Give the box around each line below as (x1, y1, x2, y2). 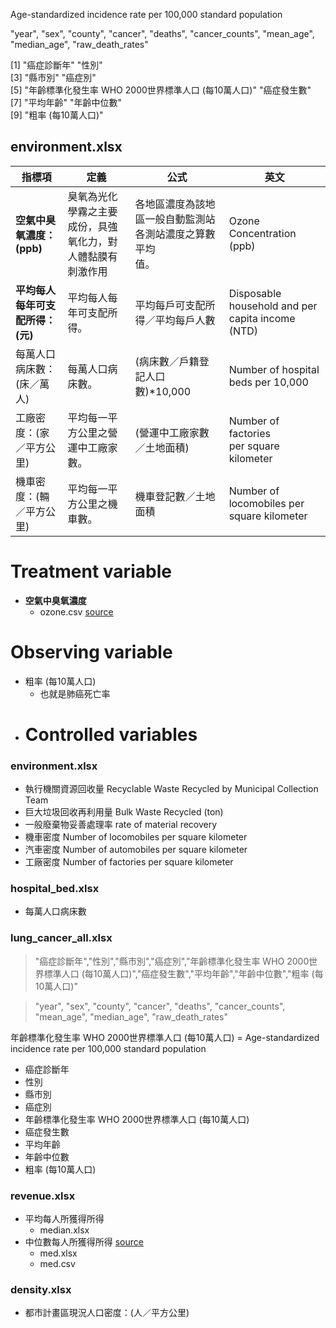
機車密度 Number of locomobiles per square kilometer (24, 831, 248, 843)
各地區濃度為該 (134, 197, 206, 211)
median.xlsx (39, 1224, 90, 1236)
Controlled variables (24, 723, 198, 746)
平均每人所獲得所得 (24, 1213, 105, 1225)
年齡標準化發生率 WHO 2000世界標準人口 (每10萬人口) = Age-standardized (10, 1031, 320, 1043)
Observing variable (10, 640, 173, 663)
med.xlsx (39, 1247, 78, 1259)
